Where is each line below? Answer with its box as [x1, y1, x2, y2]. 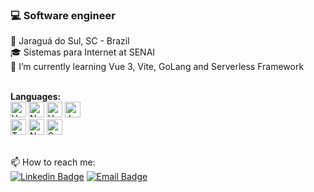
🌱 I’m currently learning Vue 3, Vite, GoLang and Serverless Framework [10, 61, 305, 73]
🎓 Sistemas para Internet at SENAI [10, 46, 156, 58]
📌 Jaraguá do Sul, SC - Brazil [10, 35, 130, 47]
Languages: [10, 91, 62, 103]
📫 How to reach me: [10, 156, 96, 168]
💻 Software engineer [10, 8, 116, 22]
